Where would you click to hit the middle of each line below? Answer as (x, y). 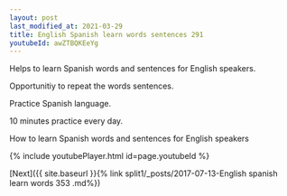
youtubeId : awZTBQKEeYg (54, 43)
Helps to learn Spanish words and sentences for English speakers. (133, 69)
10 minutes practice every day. (66, 121)
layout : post (34, 18)
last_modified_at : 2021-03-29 (66, 26)
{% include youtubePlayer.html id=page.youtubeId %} (110, 156)
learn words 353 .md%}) (55, 183)
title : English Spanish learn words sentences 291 (106, 34)
